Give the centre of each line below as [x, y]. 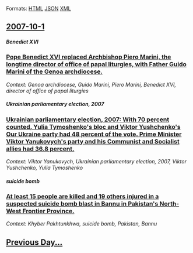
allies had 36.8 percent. [40, 149]
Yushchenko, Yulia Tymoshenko [45, 168]
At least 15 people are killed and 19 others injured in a [83, 197]
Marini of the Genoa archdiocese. [55, 71]
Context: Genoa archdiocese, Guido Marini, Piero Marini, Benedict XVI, [91, 84]
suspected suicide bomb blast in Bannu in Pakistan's [82, 204]
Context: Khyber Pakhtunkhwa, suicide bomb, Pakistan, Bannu [82, 224]
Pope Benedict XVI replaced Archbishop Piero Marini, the [89, 57]
